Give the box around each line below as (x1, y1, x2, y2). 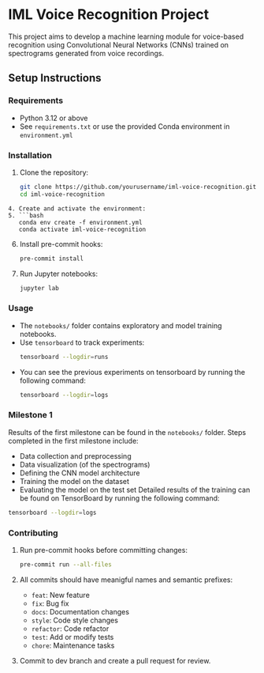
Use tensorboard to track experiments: (19, 338, 145, 347)
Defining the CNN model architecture (19, 468, 140, 478)
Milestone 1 (8, 410, 53, 421)
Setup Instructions (8, 71, 102, 85)
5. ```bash (8, 211, 44, 219)
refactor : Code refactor (31, 623, 110, 633)
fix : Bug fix (31, 599, 69, 608)
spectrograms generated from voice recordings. (8, 48, 165, 58)
